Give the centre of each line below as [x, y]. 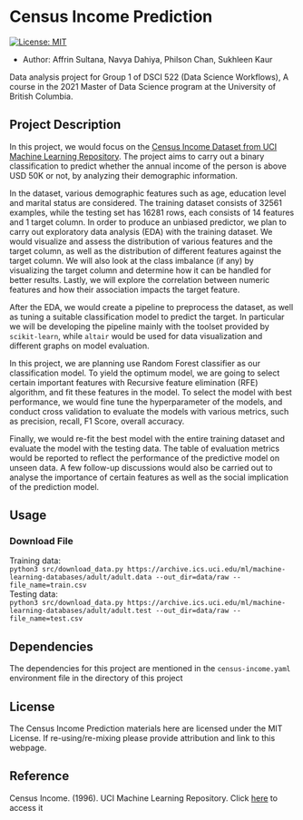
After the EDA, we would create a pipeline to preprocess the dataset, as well [151, 307]
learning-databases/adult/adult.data [81, 578]
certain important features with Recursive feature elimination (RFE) [134, 382]
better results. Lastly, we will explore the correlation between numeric [140, 279]
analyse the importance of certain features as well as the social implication [149, 477]
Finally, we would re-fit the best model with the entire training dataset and [147, 438]
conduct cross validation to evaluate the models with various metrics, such [149, 411]
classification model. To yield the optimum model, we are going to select [145, 373]
